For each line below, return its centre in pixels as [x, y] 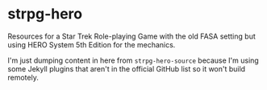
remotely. [23, 77]
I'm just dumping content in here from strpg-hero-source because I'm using [133, 60]
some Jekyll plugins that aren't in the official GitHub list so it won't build [127, 68]
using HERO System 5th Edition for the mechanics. [92, 44]
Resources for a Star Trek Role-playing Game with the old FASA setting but [131, 36]
